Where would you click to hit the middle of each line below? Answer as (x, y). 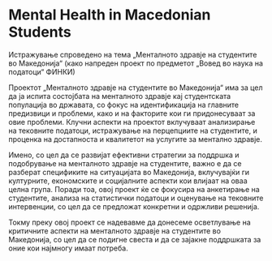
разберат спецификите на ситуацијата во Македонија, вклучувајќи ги (129, 172)
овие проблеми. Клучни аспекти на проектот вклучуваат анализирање (132, 122)
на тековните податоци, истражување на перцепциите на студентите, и (133, 130)
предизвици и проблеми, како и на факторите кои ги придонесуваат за (132, 113)
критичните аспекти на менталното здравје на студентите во (115, 231)
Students (40, 32)
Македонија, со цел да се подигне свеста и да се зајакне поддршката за (135, 239)
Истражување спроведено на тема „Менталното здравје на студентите (133, 54)
